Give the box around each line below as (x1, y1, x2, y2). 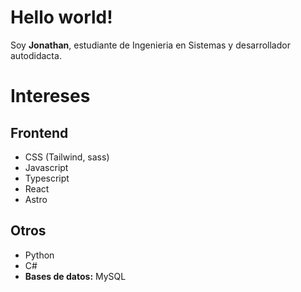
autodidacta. (10, 49, 62, 61)
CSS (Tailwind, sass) (24, 151, 110, 163)
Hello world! (10, 6, 113, 29)
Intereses (10, 85, 91, 108)
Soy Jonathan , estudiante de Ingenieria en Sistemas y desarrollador (10, 39, 291, 51)
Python (24, 249, 55, 261)
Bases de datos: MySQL (24, 270, 127, 282)
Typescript (24, 172, 70, 184)
